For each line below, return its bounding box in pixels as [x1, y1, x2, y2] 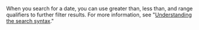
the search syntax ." [6, 18, 54, 24]
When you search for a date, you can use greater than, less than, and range [6, 5, 193, 12]
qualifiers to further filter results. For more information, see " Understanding [6, 11, 192, 18]
